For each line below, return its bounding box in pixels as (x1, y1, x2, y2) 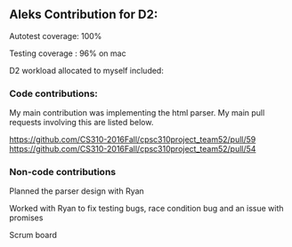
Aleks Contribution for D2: (9, 7, 158, 22)
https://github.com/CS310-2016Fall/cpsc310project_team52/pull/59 (9, 134, 256, 145)
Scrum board (9, 230, 58, 241)
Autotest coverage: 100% (9, 30, 102, 41)
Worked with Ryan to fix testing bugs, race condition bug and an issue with (9, 203, 284, 214)
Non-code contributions (9, 166, 117, 179)
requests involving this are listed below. (9, 117, 154, 128)
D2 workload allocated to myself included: (9, 65, 165, 76)
